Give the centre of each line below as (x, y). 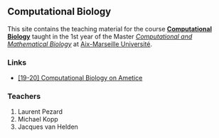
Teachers (24, 97)
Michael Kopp (38, 120)
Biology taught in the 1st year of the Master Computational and (100, 36)
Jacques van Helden (48, 127)
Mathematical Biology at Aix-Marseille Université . (80, 44)
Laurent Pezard (40, 112)
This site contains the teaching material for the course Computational (109, 28)
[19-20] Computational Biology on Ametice (80, 78)
